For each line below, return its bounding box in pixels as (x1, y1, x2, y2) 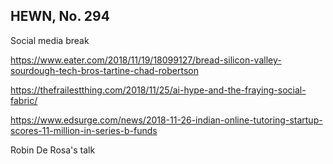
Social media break (10, 34, 90, 46)
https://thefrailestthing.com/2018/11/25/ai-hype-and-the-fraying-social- (10, 84, 307, 96)
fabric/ (10, 94, 38, 106)
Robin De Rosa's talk (10, 144, 96, 156)
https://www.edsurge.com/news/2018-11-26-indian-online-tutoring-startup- (10, 114, 323, 126)
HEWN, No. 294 (10, 8, 110, 25)
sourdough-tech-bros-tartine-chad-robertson (10, 64, 199, 76)
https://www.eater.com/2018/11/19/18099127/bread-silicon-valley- (10, 54, 282, 66)
